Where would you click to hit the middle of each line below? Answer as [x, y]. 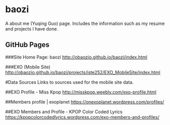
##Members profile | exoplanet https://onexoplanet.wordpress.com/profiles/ [85, 102]
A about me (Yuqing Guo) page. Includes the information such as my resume [85, 23]
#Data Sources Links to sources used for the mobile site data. [70, 82]
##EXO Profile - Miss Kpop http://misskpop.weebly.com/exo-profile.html [81, 92]
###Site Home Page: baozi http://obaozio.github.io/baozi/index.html [76, 57]
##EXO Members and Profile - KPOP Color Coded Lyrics [64, 112]
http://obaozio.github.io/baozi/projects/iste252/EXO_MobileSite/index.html [83, 72]
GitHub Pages [27, 45]
